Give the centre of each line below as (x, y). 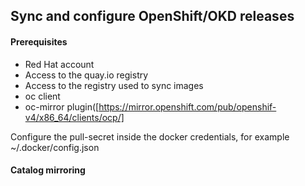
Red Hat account (59, 64)
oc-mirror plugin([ (62, 106)
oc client (42, 96)
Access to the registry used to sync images (114, 85)
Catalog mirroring (48, 170)
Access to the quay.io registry (86, 75)
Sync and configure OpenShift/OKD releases (152, 16)
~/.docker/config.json (55, 147)
